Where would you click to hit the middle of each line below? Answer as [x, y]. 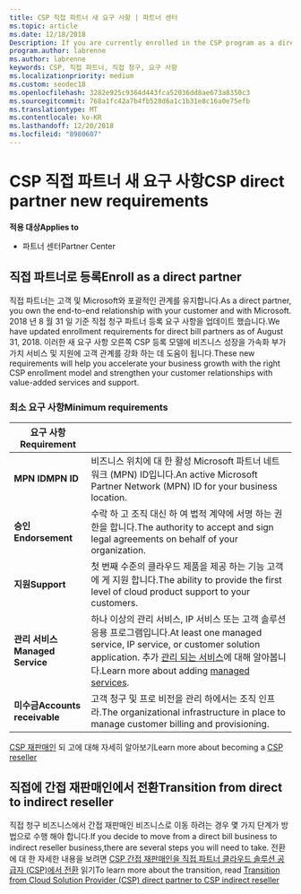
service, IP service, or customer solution [176, 644]
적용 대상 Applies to [44, 227]
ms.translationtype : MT [54, 109]
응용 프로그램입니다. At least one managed [176, 632]
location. [109, 497]
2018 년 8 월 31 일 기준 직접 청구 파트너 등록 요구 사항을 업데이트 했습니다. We [145, 321]
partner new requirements [109, 201]
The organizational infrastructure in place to [194, 712]
